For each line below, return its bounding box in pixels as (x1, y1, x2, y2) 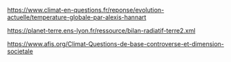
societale (7, 48, 33, 55)
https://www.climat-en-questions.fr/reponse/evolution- (7, 6, 165, 14)
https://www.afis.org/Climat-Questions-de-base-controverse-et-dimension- (7, 40, 225, 48)
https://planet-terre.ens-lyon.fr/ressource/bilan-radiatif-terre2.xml (7, 27, 196, 34)
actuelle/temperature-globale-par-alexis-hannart (7, 13, 147, 21)
